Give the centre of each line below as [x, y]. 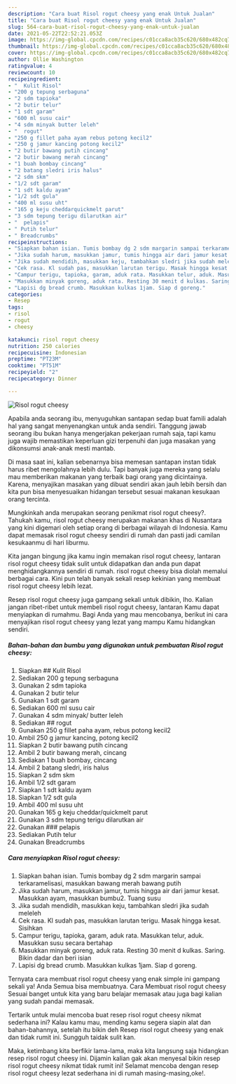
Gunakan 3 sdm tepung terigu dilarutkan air [81, 819]
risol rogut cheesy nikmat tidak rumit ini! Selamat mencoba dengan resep [113, 1065]
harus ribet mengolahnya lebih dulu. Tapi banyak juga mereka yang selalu [114, 469]
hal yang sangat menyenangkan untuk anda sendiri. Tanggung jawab [107, 426]
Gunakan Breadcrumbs [51, 842]
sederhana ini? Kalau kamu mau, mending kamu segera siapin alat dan [110, 1022]
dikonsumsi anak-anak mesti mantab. [62, 448]
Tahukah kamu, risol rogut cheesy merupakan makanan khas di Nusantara [115, 520]
